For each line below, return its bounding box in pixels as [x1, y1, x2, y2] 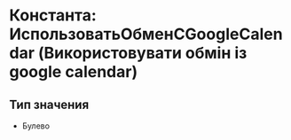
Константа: [9, 5, 98, 26]
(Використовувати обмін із [37, 43, 248, 63]
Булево [21, 121, 51, 131]
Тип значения [9, 97, 90, 112]
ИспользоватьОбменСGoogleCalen [9, 24, 283, 44]
